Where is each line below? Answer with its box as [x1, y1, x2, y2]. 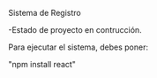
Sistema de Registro [8, 8, 81, 18]
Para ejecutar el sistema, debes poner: [8, 42, 149, 52]
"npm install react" [8, 59, 77, 69]
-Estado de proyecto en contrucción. [8, 25, 142, 35]
